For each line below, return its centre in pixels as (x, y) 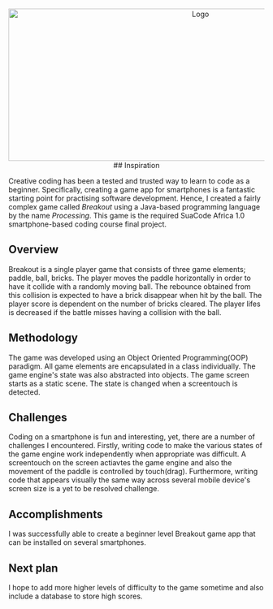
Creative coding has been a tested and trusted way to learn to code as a (129, 181)
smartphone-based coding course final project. (88, 224)
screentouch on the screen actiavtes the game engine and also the (120, 463)
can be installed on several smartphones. (77, 542)
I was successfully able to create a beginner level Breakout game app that (132, 534)
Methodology (43, 338)
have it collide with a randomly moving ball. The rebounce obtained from (130, 286)
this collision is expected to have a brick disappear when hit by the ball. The (135, 295)
